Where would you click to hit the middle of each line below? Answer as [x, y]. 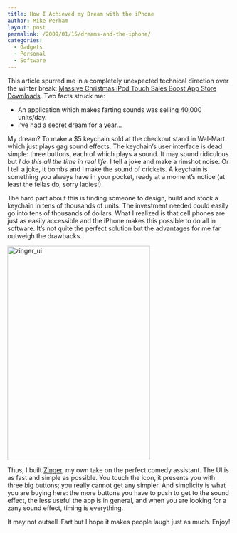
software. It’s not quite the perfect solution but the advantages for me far [114, 228]
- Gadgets [28, 47]
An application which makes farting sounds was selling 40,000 [110, 110]
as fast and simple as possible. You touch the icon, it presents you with [111, 477]
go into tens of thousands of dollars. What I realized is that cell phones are [116, 213]
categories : [25, 41]
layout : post [27, 27]
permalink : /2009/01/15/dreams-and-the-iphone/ [79, 34]
